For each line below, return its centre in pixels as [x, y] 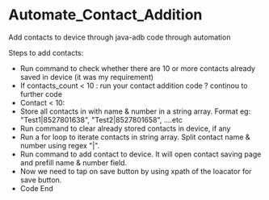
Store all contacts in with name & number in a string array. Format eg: [135, 111]
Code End [37, 188]
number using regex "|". [60, 145]
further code [41, 94]
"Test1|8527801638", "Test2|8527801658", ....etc [101, 119]
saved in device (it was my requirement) [87, 77]
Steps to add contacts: [46, 52]
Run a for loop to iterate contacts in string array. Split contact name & [135, 137]
